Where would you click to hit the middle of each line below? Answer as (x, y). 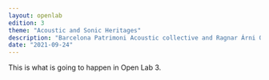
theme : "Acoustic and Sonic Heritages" (75, 30)
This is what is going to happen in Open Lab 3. (85, 67)
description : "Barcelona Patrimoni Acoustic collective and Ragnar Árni (132, 38)
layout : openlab (35, 15)
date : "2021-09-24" (41, 45)
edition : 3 (26, 23)
